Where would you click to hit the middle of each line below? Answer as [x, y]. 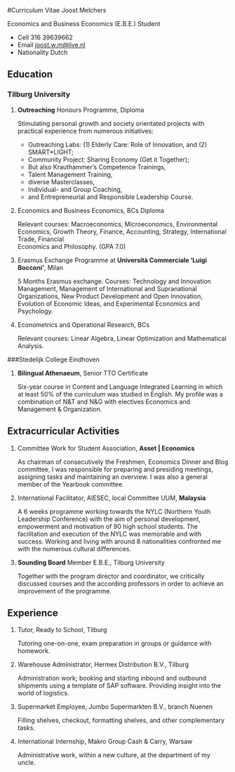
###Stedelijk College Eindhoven [54, 359]
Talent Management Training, [70, 174]
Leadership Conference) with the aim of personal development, [109, 519]
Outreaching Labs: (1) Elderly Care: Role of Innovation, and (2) [117, 144]
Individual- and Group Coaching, [75, 189]
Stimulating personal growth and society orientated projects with [111, 123]
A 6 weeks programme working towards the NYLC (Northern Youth [114, 511]
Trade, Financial [41, 239]
